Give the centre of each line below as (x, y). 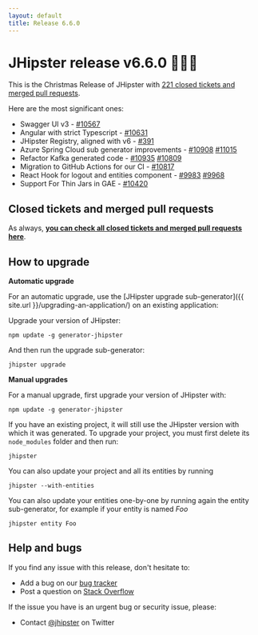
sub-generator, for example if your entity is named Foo (98, 509)
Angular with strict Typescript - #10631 (83, 133)
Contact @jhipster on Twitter (67, 622)
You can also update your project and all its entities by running (111, 471)
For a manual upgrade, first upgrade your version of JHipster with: (117, 395)
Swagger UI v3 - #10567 (60, 124)
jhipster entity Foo (43, 524)
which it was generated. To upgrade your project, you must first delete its (129, 433)
